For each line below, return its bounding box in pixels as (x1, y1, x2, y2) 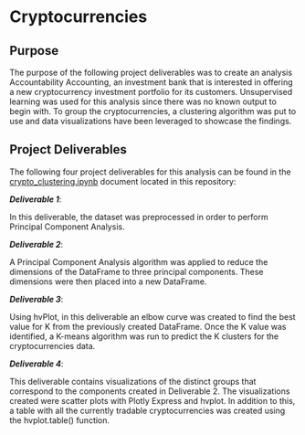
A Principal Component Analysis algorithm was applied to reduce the (9, 256, 268, 267)
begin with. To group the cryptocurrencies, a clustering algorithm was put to (9, 106, 297, 116)
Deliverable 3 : (9, 293, 64, 304)
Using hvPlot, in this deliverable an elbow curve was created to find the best (9, 311, 296, 322)
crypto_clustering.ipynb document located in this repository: (9, 175, 237, 186)
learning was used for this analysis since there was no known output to (9, 96, 277, 107)
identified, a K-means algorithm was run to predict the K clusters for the (9, 331, 279, 342)
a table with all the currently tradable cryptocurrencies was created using (9, 405, 286, 416)
